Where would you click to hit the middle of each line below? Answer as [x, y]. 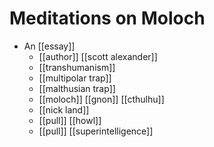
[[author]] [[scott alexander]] [98, 56]
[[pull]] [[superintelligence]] [96, 131]
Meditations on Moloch [107, 18]
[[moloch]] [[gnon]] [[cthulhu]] [101, 99]
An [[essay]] [49, 46]
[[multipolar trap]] [75, 78]
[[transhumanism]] [77, 67]
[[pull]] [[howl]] [70, 120]
